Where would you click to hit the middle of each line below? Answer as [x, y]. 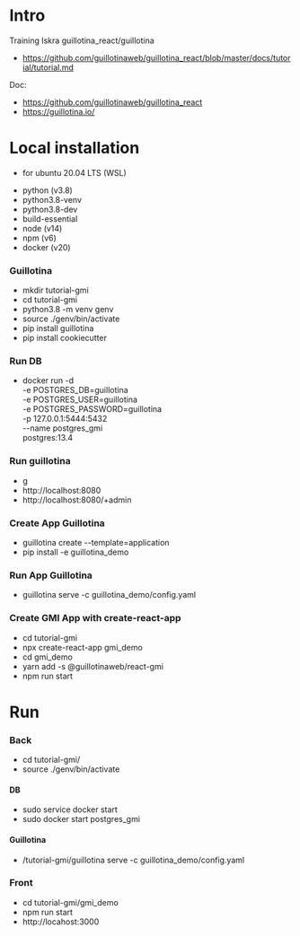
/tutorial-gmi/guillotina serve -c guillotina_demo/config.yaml [133, 860]
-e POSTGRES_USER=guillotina [79, 399]
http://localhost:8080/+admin [77, 500]
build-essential [50, 219]
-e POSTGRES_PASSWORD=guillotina [92, 409]
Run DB [26, 362]
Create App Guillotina [57, 523]
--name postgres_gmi [62, 428]
